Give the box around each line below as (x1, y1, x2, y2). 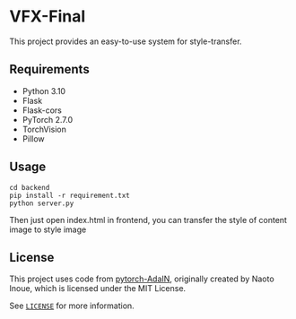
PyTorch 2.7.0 (22, 114, 74, 125)
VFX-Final (9, 6, 86, 27)
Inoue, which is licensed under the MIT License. (9, 283, 187, 294)
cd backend (9, 183, 50, 192)
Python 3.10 (22, 85, 65, 96)
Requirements (9, 62, 90, 77)
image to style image (9, 224, 87, 235)
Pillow (22, 133, 45, 144)
